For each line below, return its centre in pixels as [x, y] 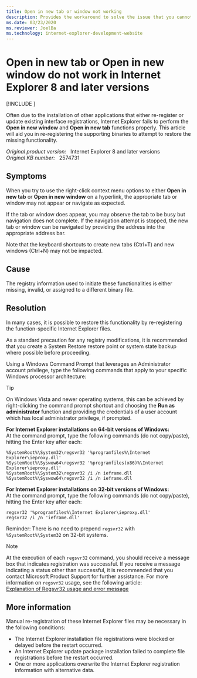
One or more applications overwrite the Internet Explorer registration [97, 664]
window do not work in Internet [84, 75]
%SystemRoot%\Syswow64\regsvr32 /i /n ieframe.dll [69, 478]
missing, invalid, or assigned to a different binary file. [70, 289]
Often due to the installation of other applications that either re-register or [95, 115]
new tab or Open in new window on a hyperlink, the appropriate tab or [92, 196]
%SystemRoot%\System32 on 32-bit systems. [57, 535]
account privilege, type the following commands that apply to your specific [97, 370]
